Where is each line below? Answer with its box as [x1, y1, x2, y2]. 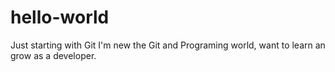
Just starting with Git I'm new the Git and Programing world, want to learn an [10, 39, 326, 51]
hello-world [10, 6, 110, 29]
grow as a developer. [10, 49, 97, 61]
